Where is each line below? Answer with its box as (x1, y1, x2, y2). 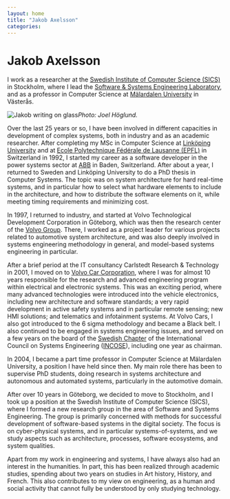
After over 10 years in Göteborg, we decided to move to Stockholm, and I (7, 391, 213, 399)
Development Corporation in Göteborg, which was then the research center (7, 218, 222, 226)
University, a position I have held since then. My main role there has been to (7, 362, 222, 371)
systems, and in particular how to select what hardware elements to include (7, 183, 222, 191)
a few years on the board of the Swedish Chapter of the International (7, 334, 202, 342)
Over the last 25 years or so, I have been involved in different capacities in (7, 124, 218, 133)
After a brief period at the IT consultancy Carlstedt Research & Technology (7, 261, 219, 269)
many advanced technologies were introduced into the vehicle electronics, (7, 291, 219, 299)
